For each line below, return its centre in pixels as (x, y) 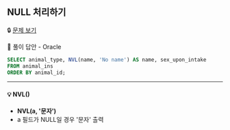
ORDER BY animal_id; (37, 73)
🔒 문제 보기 (22, 30)
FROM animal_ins (30, 66)
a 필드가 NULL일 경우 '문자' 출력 (60, 119)
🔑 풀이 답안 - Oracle (34, 47)
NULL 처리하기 (37, 12)
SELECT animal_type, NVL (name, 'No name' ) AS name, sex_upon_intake (107, 60)
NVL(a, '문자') (37, 111)
